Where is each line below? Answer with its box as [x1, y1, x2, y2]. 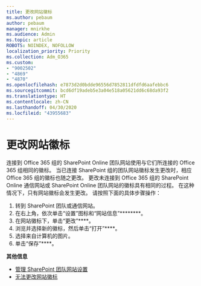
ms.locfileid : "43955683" [6, 110, 71, 116]
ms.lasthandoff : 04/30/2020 [6, 104, 77, 111]
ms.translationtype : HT [6, 93, 66, 99]
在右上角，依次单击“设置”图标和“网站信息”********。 [14, 210, 147, 217]
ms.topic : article [6, 37, 53, 43]
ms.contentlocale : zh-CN [6, 99, 69, 105]
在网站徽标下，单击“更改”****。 [14, 217, 95, 224]
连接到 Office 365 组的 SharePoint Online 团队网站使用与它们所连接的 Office [6, 159, 195, 166]
